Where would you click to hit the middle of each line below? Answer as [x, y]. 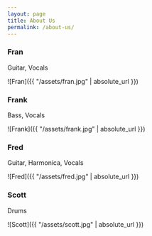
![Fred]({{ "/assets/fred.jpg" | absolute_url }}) [73, 177]
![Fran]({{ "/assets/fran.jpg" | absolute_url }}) [73, 81]
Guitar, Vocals [28, 68]
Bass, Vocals [26, 115]
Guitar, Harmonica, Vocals [45, 163]
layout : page [27, 14]
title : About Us [31, 21]
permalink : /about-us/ [41, 27]
